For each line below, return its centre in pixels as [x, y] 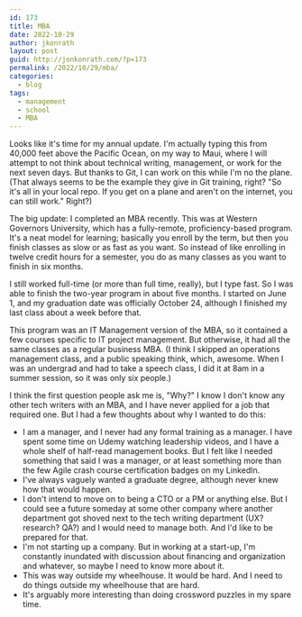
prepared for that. [55, 538]
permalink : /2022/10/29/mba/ [64, 68]
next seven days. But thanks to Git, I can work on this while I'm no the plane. [151, 173]
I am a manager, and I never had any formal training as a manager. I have [157, 432]
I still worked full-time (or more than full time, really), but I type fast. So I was [151, 284]
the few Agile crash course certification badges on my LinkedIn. [141, 470]
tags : [19, 93]
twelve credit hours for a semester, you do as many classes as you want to [148, 257]
